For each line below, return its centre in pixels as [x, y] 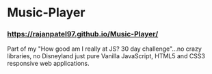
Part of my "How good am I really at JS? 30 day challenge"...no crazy [104, 49]
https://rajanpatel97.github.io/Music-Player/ [83, 34]
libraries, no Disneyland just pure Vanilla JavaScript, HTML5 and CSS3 [106, 56]
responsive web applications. [49, 64]
